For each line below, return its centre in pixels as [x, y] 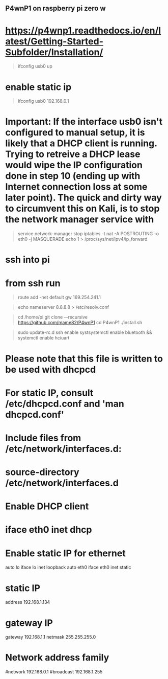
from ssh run [33, 283]
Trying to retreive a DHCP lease [73, 154]
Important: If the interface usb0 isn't [84, 122]
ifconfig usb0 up [35, 66]
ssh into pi [27, 260]
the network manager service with [80, 220]
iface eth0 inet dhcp [49, 530]
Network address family [57, 658]
